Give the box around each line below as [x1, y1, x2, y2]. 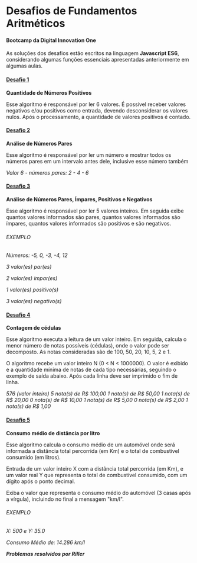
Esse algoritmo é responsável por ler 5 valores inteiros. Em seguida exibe [6, 207, 184, 214]
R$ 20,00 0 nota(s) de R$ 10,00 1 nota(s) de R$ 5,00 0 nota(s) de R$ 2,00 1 [6, 397, 188, 404]
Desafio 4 [6, 311, 31, 318]
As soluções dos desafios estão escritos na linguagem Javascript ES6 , [6, 50, 179, 57]
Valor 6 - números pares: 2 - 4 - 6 [6, 169, 89, 176]
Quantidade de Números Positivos [6, 89, 92, 96]
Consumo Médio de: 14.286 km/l [6, 539, 86, 546]
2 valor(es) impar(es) [6, 275, 58, 282]
